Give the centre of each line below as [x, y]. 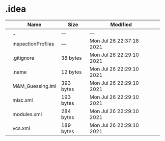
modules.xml [27, 114]
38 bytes [71, 58]
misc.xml [23, 100]
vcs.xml [21, 128]
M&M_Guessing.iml [34, 86]
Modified [121, 24]
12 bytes [71, 72]
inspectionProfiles [33, 44]
